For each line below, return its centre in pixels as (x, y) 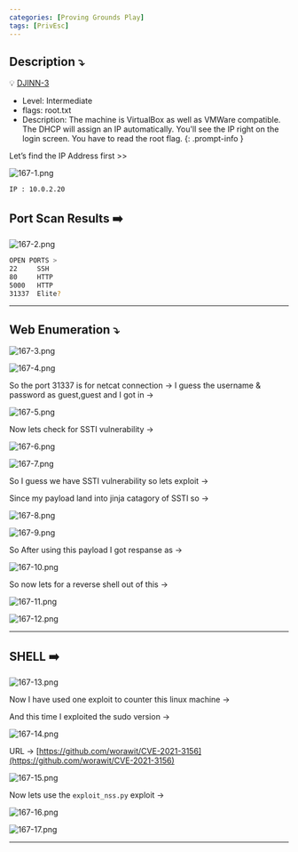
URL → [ (24, 751)
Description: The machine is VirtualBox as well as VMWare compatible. (151, 120)
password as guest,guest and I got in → (82, 395)
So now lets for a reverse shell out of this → (89, 584)
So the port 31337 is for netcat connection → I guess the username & (135, 386)
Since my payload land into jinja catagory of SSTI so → (109, 498)
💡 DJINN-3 (29, 83)
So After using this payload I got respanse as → (96, 550)
